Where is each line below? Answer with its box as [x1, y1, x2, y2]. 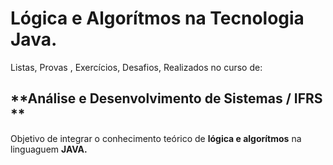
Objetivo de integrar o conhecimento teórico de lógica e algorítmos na [10, 132, 302, 144]
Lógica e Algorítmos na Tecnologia [10, 7, 305, 30]
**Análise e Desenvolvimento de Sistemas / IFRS [10, 90, 323, 107]
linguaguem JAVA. [10, 143, 88, 155]
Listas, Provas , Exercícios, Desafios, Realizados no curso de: [10, 61, 263, 73]
